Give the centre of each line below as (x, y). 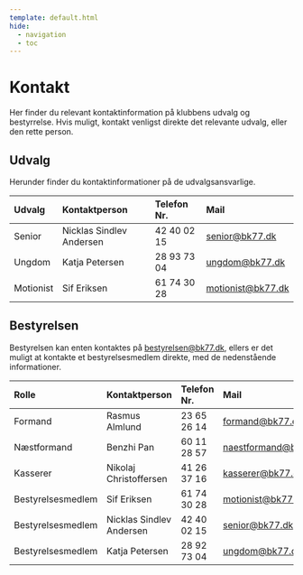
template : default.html (54, 18)
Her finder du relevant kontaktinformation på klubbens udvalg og (130, 113)
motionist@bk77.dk (248, 288)
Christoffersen (137, 478)
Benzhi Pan (131, 447)
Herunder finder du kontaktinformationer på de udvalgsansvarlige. (133, 182)
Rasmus (124, 415)
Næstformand (43, 447)
